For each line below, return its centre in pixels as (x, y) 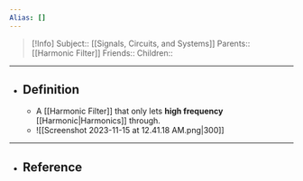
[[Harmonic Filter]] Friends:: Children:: (102, 53)
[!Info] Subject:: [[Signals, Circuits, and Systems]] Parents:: (141, 43)
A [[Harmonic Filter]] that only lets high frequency (129, 111)
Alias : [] (28, 18)
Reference (52, 167)
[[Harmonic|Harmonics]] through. (98, 121)
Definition (50, 90)
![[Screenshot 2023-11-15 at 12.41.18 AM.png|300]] (130, 131)
